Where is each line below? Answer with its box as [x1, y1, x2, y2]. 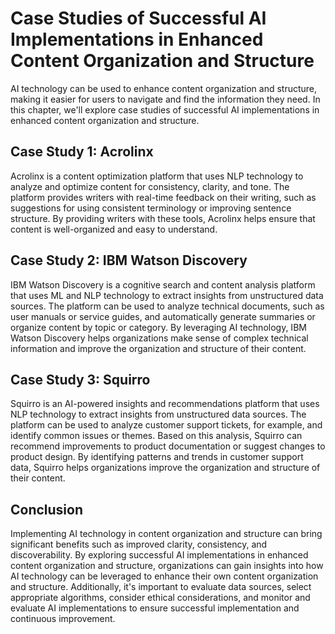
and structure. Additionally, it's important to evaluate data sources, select [10, 581, 312, 593]
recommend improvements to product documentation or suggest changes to [10, 440, 326, 452]
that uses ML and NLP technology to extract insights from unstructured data [10, 289, 324, 301]
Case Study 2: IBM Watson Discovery [10, 252, 248, 269]
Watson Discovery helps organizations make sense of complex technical [10, 332, 309, 344]
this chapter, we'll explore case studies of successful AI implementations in [10, 103, 320, 116]
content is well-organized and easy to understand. [10, 223, 218, 235]
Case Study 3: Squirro [10, 371, 151, 388]
